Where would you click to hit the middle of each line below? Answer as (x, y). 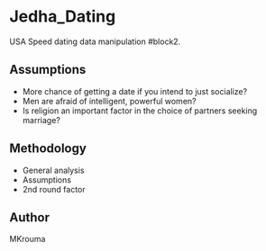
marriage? (41, 120)
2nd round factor (54, 189)
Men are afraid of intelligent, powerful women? (109, 101)
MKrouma (28, 239)
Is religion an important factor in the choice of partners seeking (140, 111)
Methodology (48, 149)
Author (29, 217)
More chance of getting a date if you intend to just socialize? (135, 91)
